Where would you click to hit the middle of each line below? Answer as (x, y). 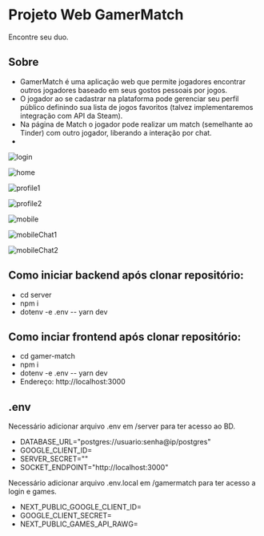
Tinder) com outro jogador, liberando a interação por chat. (116, 132)
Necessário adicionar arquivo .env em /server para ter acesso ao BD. (122, 426)
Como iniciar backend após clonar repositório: (126, 276)
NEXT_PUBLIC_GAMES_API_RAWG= (79, 524)
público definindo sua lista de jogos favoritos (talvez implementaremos (136, 107)
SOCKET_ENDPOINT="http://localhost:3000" (94, 468)
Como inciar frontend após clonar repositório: (125, 337)
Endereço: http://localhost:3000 (72, 382)
